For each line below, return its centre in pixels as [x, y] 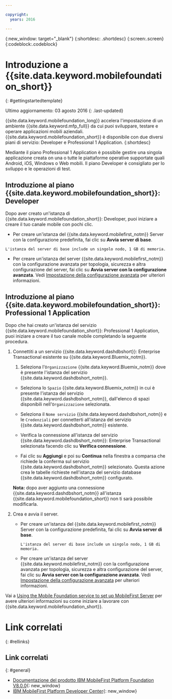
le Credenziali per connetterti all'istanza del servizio [76, 420]
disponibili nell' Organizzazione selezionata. [66, 404]
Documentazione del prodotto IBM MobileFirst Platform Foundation [83, 680]
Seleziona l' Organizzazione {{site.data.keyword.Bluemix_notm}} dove [93, 367]
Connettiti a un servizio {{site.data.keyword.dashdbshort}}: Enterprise [86, 352]
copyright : [17, 14]
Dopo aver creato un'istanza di [38, 213]
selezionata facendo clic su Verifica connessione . [73, 446]
